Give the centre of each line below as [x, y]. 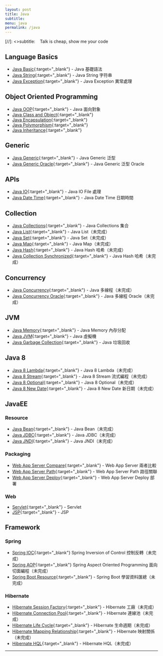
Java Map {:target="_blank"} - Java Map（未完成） [63, 244]
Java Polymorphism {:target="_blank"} [50, 125]
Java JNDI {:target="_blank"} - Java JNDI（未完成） [64, 441]
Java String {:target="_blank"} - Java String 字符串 [62, 75]
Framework [23, 527]
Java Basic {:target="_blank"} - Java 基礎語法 [57, 69]
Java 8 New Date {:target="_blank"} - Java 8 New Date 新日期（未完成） [84, 388]
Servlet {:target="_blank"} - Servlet [47, 507]
